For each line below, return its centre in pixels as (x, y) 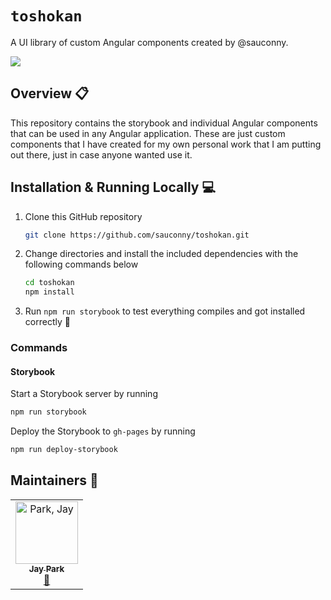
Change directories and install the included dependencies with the (161, 254)
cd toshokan (49, 283)
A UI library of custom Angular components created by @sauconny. (149, 42)
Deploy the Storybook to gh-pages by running (103, 431)
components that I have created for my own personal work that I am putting (166, 144)
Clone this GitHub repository (83, 216)
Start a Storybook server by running (84, 394)
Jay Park (46, 568)
